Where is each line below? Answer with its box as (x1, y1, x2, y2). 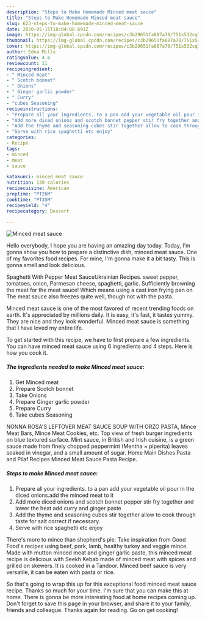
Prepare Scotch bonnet (15, 385, 74, 393)
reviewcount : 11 (6, 60, 48, 66)
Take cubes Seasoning (15, 411, 73, 418)
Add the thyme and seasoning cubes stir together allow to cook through (15, 511, 196, 518)
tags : (6, 145, 20, 152)
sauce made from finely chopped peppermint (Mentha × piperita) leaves (6, 442, 188, 450)
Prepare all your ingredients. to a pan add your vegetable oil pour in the (15, 485, 195, 493)
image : (6, 32, 23, 38)
